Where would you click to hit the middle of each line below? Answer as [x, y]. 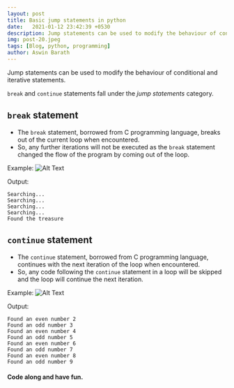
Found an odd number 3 [40, 325]
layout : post [26, 14]
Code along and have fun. [45, 377]
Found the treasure [36, 218]
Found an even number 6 [42, 343]
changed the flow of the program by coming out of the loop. [103, 154]
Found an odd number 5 [40, 337]
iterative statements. [37, 80]
